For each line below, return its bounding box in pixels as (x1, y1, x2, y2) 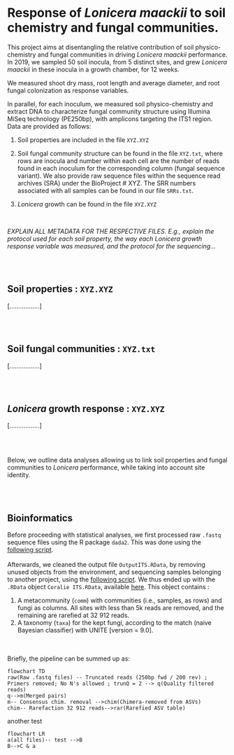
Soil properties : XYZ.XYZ (7, 283, 113, 295)
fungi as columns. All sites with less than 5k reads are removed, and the (17, 604, 225, 612)
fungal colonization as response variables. (7, 86, 129, 94)
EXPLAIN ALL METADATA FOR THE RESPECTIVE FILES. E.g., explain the (7, 227, 214, 235)
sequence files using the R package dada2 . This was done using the (7, 538, 201, 546)
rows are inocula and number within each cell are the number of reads (17, 156, 220, 165)
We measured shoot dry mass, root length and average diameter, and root (7, 78, 220, 87)
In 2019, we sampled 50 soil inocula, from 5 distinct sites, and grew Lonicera (7, 57, 228, 66)
